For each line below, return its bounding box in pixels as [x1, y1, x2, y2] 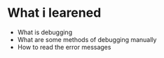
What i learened [7, 5, 102, 21]
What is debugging [17, 28, 72, 36]
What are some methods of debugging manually [17, 35, 157, 43]
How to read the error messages [17, 43, 111, 51]
